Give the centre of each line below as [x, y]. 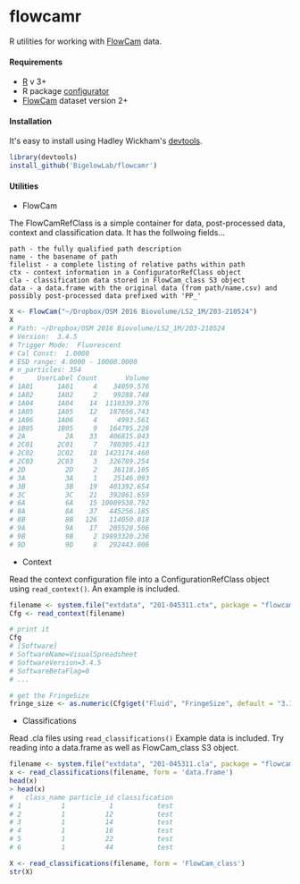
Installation [30, 121]
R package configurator [66, 91]
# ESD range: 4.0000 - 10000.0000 [74, 361]
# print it [29, 629]
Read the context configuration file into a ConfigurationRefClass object [139, 579]
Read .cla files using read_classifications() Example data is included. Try [146, 738]
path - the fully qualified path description [95, 249]
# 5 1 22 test [92, 839]
